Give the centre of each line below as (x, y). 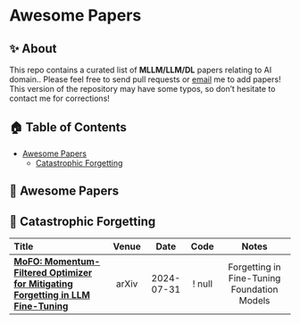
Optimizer (71, 273)
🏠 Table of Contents (68, 127)
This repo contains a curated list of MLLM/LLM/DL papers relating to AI (141, 70)
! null (202, 284)
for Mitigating (43, 284)
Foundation (254, 289)
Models (254, 301)
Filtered (30, 273)
